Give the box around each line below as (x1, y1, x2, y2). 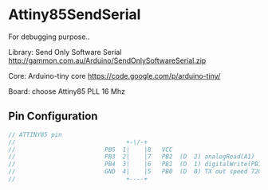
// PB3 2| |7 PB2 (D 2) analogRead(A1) (8, 153, 255, 161)
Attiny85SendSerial (8, 6, 141, 24)
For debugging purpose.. (8, 32, 90, 41)
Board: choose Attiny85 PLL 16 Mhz (8, 86, 126, 96)
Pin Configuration (8, 110, 98, 123)
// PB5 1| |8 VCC (8, 145, 173, 153)
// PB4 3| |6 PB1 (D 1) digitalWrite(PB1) (8, 161, 266, 169)
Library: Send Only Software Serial (8, 47, 122, 56)
